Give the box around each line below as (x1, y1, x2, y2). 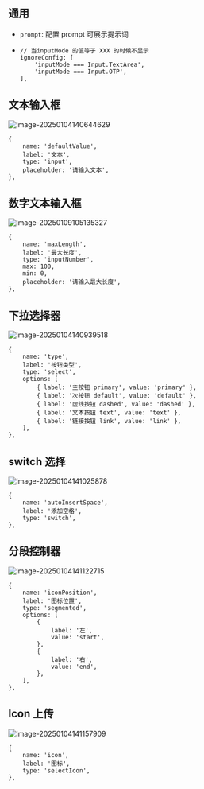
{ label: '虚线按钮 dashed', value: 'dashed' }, (37, 400, 196, 409)
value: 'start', (50, 633, 105, 641)
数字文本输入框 (8, 196, 82, 210)
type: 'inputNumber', (22, 256, 94, 264)
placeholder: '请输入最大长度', (22, 278, 121, 286)
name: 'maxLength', (22, 240, 87, 248)
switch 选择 (8, 455, 66, 468)
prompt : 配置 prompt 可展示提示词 (19, 29, 129, 39)
